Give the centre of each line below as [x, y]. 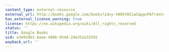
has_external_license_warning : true [44, 19]
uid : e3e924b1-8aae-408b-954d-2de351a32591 [52, 38]
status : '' [17, 28]
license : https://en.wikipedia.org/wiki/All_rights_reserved [71, 24]
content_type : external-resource [40, 10]
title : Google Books [27, 33]
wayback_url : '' [22, 42]
